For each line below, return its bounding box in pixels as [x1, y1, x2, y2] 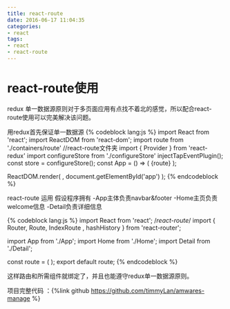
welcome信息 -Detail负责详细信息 [7, 202, 102, 210]
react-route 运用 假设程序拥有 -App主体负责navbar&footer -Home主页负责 [7, 194, 218, 202]
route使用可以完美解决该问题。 [7, 113, 95, 121]
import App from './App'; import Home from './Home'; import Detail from [7, 237, 211, 245]
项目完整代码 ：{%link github [7, 286, 90, 295]
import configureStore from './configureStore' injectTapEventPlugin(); [26, 151, 223, 159]
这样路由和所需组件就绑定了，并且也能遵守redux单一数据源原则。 [7, 272, 193, 280]
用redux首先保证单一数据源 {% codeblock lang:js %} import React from [7, 128, 209, 136]
